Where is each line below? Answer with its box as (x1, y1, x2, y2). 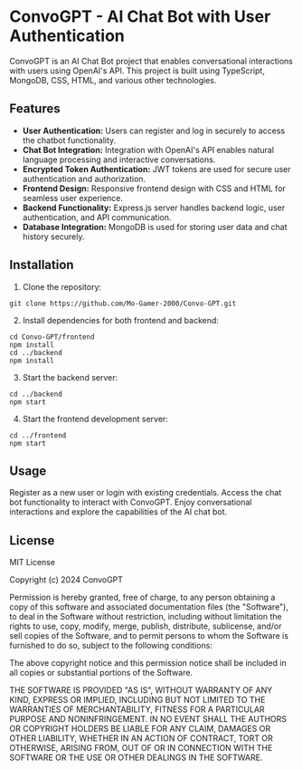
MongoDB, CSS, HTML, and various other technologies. (9, 74, 217, 85)
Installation (9, 257, 74, 273)
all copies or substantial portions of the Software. (9, 668, 193, 679)
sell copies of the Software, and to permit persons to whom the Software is (9, 630, 289, 641)
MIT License (9, 557, 56, 568)
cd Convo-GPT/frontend (9, 332, 95, 342)
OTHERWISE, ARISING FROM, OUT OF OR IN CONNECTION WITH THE (9, 743, 273, 754)
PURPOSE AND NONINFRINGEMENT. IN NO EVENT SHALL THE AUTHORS (9, 714, 288, 725)
